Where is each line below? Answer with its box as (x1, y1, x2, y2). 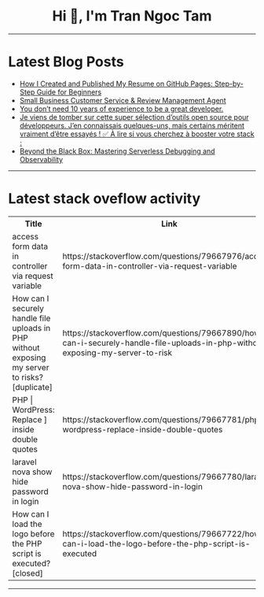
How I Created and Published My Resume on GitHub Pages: (19, 79, 214, 88)
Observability (19, 154, 64, 164)
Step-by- (214, 79, 244, 88)
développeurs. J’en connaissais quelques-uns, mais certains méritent (19, 121, 245, 130)
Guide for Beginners (36, 87, 102, 97)
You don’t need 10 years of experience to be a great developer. (19, 104, 224, 113)
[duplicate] (12, 381, 53, 392)
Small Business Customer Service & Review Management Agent (19, 95, 226, 105)
